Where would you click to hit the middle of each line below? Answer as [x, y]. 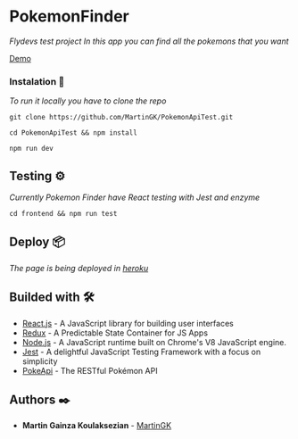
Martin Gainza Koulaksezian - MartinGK [97, 426]
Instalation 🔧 [37, 81]
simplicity [40, 361]
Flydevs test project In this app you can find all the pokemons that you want [149, 41]
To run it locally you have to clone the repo [88, 101]
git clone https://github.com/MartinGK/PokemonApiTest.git [121, 118]
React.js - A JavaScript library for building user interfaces [128, 323]
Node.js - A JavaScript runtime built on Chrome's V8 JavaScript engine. [154, 342]
